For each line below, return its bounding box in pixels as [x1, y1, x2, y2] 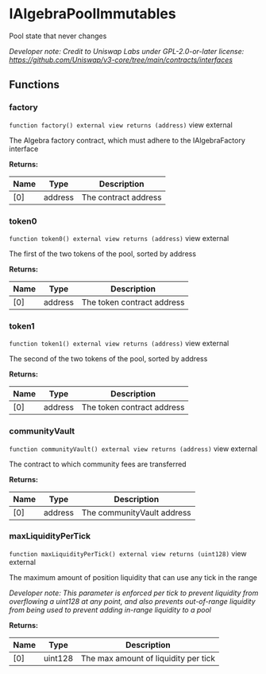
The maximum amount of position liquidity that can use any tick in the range [9, 572, 257, 582]
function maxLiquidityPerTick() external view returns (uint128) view [9, 548, 247, 558]
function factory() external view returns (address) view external [9, 120, 233, 130]
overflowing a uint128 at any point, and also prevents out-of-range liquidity [9, 596, 256, 606]
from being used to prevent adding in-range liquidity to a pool [9, 605, 211, 614]
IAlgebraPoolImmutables [9, 5, 177, 23]
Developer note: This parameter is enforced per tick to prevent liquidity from [9, 588, 259, 598]
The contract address [81, 192, 162, 203]
